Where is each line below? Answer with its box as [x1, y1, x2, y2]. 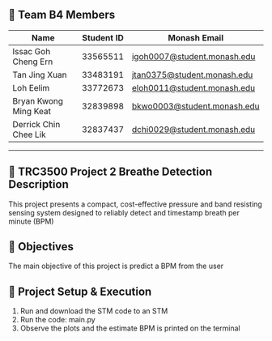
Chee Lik [12, 129, 46, 140]
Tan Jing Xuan [12, 69, 67, 80]
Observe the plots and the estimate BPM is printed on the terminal [19, 323, 240, 333]
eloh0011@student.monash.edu [131, 82, 256, 93]
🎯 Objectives [8, 240, 74, 254]
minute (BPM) [8, 216, 54, 226]
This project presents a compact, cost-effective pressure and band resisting [8, 199, 263, 209]
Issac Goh [12, 45, 51, 57]
